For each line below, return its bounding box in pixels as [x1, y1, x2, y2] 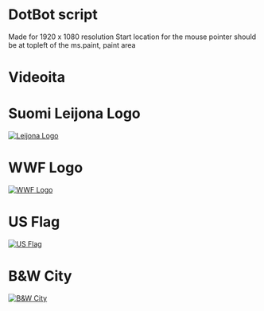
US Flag [8, 213, 60, 231]
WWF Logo [8, 159, 83, 177]
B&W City [8, 267, 72, 286]
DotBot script [8, 6, 98, 24]
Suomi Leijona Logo [8, 105, 141, 122]
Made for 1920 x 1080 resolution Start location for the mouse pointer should [8, 32, 257, 41]
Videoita [8, 68, 66, 87]
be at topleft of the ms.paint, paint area [8, 40, 136, 49]
